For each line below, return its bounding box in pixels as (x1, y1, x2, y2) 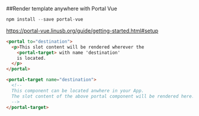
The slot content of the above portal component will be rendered (11, 93, 179, 99)
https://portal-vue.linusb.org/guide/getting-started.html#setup (6, 27, 159, 34)
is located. (17, 55, 46, 61)
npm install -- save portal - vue (6, 17, 84, 22)
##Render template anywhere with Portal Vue (6, 5, 117, 12)
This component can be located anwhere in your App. (11, 88, 145, 94)
